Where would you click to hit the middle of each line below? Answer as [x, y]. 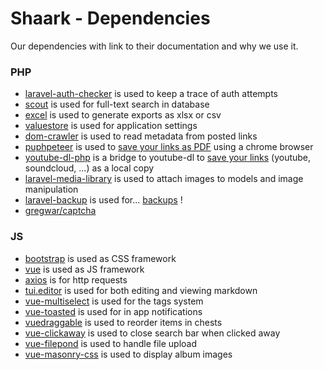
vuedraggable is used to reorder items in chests [123, 322]
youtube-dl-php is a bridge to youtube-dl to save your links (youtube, [168, 158]
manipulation [51, 189]
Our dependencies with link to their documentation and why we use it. [154, 46]
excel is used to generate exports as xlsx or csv [123, 115]
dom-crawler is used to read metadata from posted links [141, 136]
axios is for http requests [76, 279]
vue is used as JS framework [84, 269]
